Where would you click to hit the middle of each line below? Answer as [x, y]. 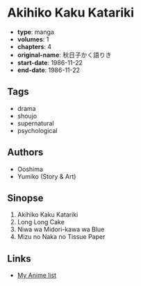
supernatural [35, 123]
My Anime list [37, 276]
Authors [25, 153]
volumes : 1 [33, 39]
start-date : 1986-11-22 [50, 62]
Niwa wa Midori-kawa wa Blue [61, 229]
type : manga [35, 32]
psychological [37, 130]
